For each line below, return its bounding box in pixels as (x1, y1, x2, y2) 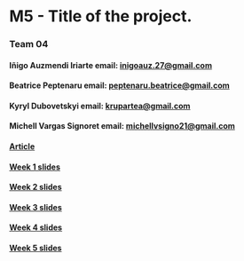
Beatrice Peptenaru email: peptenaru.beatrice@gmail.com (9, 80, 231, 91)
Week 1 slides (9, 162, 60, 172)
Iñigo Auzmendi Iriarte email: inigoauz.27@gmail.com (9, 59, 213, 70)
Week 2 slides (9, 182, 62, 193)
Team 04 (9, 38, 49, 51)
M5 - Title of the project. (9, 6, 193, 27)
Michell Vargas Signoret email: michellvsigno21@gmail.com (9, 121, 235, 131)
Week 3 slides (9, 202, 62, 212)
